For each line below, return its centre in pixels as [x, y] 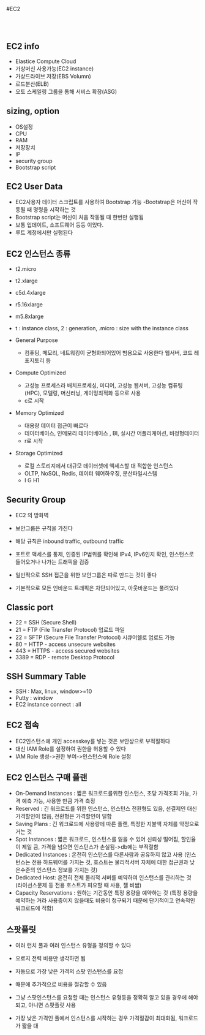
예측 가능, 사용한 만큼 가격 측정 [58, 801]
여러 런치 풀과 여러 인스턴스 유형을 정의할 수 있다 [73, 946]
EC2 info [23, 46]
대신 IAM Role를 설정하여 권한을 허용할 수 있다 [71, 749]
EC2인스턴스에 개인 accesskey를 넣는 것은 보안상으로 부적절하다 [92, 741]
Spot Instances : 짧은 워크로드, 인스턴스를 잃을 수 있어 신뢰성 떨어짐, [97, 840]
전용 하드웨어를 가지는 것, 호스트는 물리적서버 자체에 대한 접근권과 [110, 862]
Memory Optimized [39, 413]
